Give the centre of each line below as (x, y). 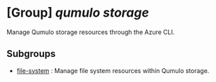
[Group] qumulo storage (78, 13)
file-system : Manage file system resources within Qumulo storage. (113, 70)
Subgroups (31, 54)
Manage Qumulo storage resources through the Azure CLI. (91, 32)
